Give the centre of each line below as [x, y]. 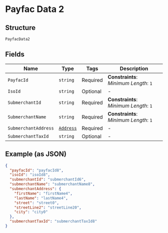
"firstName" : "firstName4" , [43, 193]
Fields [15, 54]
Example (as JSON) [36, 154]
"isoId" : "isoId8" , [30, 175]
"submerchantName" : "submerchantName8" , [52, 184]
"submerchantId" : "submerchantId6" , [48, 179]
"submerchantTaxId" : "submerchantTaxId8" [53, 221]
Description [134, 68]
